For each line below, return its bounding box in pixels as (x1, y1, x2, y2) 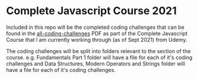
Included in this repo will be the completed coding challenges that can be (6, 24, 185, 31)
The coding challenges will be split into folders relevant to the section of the (6, 47, 191, 54)
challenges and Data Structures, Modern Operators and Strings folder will (6, 60, 185, 67)
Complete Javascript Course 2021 (6, 4, 177, 18)
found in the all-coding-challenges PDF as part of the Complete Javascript (6, 29, 188, 37)
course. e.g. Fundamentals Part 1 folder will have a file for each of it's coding (6, 54, 193, 61)
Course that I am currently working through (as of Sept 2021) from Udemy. (6, 36, 188, 43)
